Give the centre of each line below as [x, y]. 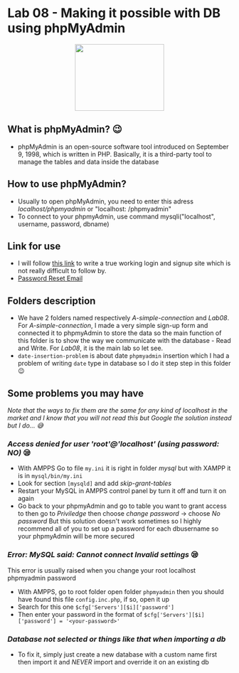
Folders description [52, 301]
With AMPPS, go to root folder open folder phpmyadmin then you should [121, 591]
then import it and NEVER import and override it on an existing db [113, 662]
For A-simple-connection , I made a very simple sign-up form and [113, 326]
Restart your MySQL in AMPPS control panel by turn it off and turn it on [122, 491]
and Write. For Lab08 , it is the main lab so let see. [90, 348]
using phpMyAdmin [67, 28]
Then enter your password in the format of [80, 614]
